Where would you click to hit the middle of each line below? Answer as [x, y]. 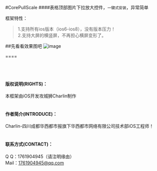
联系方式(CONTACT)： [29, 144]
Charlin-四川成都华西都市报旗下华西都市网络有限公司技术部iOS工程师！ [80, 126]
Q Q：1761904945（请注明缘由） [40, 156]
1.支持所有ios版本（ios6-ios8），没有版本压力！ [66, 29]
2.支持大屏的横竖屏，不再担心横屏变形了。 [62, 35]
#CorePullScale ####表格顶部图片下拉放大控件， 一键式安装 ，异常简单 [77, 7]
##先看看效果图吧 [24, 46]
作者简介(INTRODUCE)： [31, 114]
